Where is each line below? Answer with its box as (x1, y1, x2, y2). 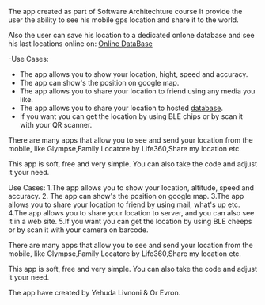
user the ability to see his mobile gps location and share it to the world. (8, 15, 239, 25)
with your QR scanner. (19, 120, 93, 129)
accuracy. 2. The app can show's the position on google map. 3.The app (8, 192, 244, 200)
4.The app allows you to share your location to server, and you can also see (8, 208, 255, 217)
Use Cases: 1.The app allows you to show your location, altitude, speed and (8, 183, 255, 193)
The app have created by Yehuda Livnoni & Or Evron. (8, 288, 181, 297)
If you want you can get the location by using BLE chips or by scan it (19, 112, 244, 121)
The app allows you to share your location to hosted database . (19, 103, 224, 112)
